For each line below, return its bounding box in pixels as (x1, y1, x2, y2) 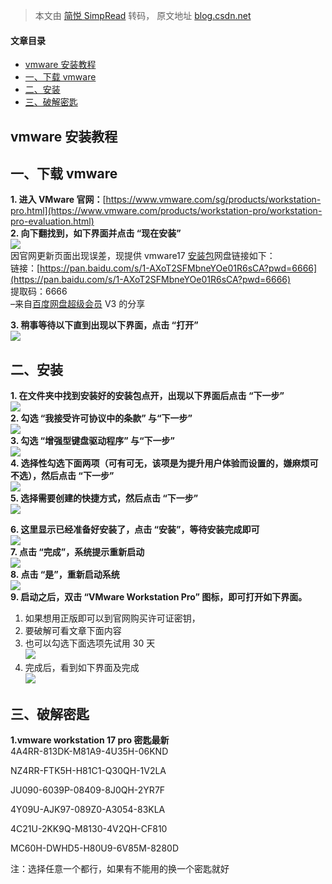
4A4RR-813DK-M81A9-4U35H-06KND (10, 745, 169, 758)
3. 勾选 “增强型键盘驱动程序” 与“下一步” (10, 435, 175, 447)
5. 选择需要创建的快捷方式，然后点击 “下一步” (10, 492, 199, 504)
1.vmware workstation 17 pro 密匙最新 (10, 734, 170, 746)
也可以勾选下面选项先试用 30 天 (24, 637, 156, 649)
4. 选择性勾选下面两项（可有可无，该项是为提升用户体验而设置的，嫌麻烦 (10, 457, 310, 469)
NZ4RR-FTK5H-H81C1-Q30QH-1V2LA (10, 765, 167, 777)
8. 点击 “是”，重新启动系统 (10, 569, 120, 581)
